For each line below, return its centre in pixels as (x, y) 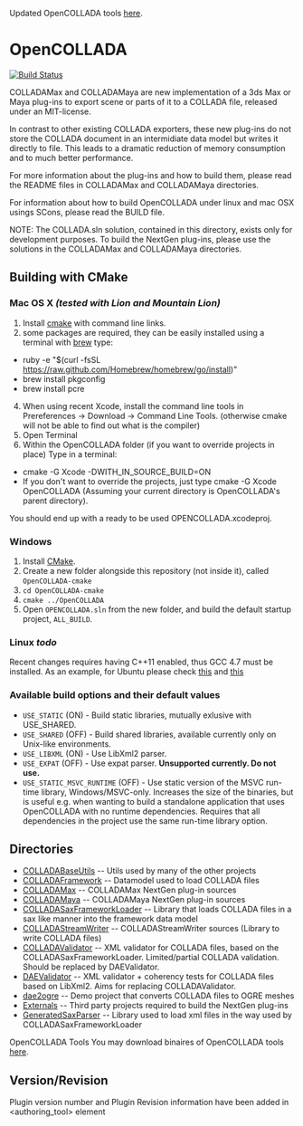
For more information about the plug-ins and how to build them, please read (151, 175)
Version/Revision (59, 1080)
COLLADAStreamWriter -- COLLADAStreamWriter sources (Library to (151, 929)
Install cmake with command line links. (94, 323)
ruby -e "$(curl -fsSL (62, 359)
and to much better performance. (71, 157)
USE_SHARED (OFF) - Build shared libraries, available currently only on (149, 734)
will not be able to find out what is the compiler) (111, 425)
